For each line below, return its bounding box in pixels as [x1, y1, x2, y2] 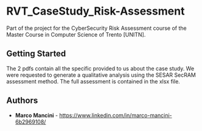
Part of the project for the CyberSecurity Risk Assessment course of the [6, 24, 187, 32]
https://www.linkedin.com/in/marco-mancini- [59, 112, 172, 119]
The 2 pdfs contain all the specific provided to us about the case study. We [6, 65, 195, 72]
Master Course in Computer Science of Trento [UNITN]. [6, 30, 146, 38]
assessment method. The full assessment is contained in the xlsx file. [6, 77, 181, 85]
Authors [6, 96, 38, 106]
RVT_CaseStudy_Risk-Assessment [6, 4, 185, 18]
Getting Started [6, 49, 66, 59]
